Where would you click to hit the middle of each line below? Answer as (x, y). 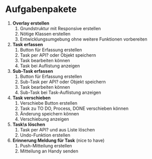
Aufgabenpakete (41, 9)
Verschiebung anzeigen (44, 119)
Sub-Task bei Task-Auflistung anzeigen (60, 92)
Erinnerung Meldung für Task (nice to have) (58, 140)
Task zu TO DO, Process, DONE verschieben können (74, 108)
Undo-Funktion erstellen (45, 135)
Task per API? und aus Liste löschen (57, 129)
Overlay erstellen (31, 23)
